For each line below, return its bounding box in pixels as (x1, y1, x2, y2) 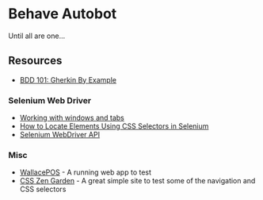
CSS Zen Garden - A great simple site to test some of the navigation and (19, 176, 256, 186)
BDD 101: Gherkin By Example (19, 75, 117, 84)
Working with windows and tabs (19, 113, 125, 123)
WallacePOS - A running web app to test (19, 167, 152, 177)
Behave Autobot (8, 5, 117, 23)
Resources (8, 54, 63, 67)
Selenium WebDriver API (19, 130, 101, 140)
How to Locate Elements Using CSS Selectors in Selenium (19, 121, 209, 131)
